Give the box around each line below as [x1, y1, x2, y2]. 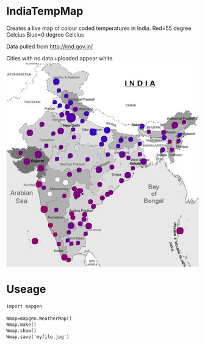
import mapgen [6, 303, 43, 309]
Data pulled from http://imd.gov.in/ [6, 43, 93, 50]
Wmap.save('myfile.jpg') [6, 334, 70, 340]
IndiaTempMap [6, 4, 84, 18]
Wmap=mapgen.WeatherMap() [6, 315, 72, 322]
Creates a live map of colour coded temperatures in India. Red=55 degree [6, 24, 192, 32]
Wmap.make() [6, 322, 37, 328]
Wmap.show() [6, 328, 37, 334]
